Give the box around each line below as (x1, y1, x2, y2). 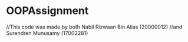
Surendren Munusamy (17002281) (6, 29, 88, 36)
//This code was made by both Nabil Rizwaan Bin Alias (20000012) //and (6, 23, 183, 30)
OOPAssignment (6, 4, 89, 17)
